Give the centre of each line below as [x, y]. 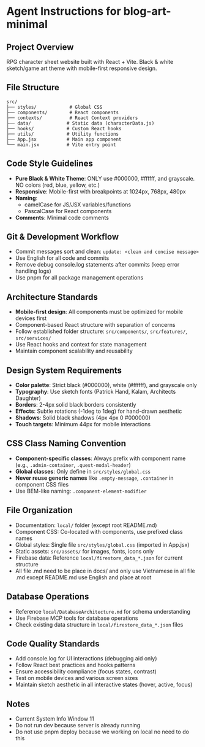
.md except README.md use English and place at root [83, 577]
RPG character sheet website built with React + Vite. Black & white [90, 62]
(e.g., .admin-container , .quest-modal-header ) [73, 464]
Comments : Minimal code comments [62, 217]
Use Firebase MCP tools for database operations [76, 618]
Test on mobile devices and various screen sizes [76, 678]
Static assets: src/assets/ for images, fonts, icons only [84, 551]
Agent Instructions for [64, 11]
